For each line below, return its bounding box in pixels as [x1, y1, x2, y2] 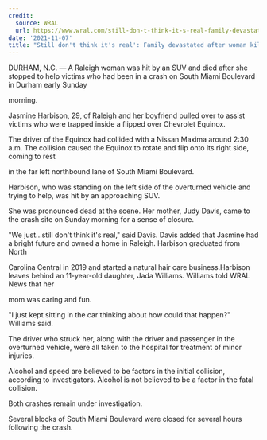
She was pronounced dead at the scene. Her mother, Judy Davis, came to [8, 206, 250, 216]
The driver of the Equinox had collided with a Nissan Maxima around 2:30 [8, 134, 249, 144]
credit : [8, 11, 34, 20]
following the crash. [8, 422, 73, 432]
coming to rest [8, 152, 56, 162]
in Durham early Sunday [8, 80, 87, 90]
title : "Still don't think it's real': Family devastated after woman [8, 41, 247, 49]
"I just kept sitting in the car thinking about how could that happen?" [8, 310, 231, 320]
